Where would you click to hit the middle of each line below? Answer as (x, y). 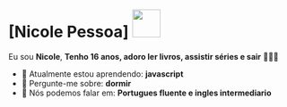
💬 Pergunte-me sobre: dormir (76, 83)
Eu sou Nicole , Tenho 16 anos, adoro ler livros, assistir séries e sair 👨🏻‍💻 (143, 56)
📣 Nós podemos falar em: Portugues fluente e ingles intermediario (146, 93)
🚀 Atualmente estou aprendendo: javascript (102, 74)
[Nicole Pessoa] (69, 32)
